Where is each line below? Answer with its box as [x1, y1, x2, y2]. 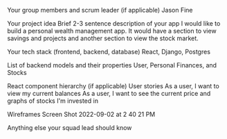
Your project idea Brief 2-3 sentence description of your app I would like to [7, 19, 221, 27]
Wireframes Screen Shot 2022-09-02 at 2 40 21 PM [7, 111, 156, 118]
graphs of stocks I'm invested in [7, 97, 99, 105]
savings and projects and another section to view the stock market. [7, 34, 199, 42]
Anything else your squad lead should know [7, 124, 132, 131]
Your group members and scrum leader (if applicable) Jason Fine [7, 6, 193, 14]
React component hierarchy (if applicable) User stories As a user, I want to [7, 82, 219, 90]
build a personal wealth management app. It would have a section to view [7, 27, 217, 35]
